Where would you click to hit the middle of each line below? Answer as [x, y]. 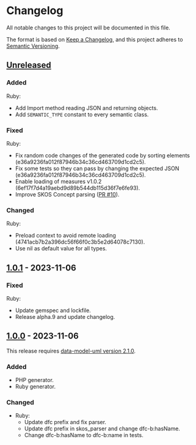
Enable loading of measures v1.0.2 [58, 181]
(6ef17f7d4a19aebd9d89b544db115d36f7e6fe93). [78, 188]
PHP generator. [34, 380]
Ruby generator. [35, 387]
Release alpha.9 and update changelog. [65, 316]
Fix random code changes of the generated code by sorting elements [103, 155]
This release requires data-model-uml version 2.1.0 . [71, 351]
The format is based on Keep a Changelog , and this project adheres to [95, 39]
